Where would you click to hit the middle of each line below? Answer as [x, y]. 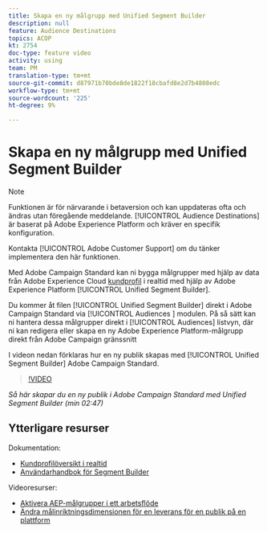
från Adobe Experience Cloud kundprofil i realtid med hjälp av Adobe [122, 281]
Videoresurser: [33, 487]
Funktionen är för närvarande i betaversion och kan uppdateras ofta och [127, 207]
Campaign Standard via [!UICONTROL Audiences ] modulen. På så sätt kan [132, 314]
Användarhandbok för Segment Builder [85, 472]
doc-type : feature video [50, 53]
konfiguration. [31, 233]
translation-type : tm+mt [50, 76]
